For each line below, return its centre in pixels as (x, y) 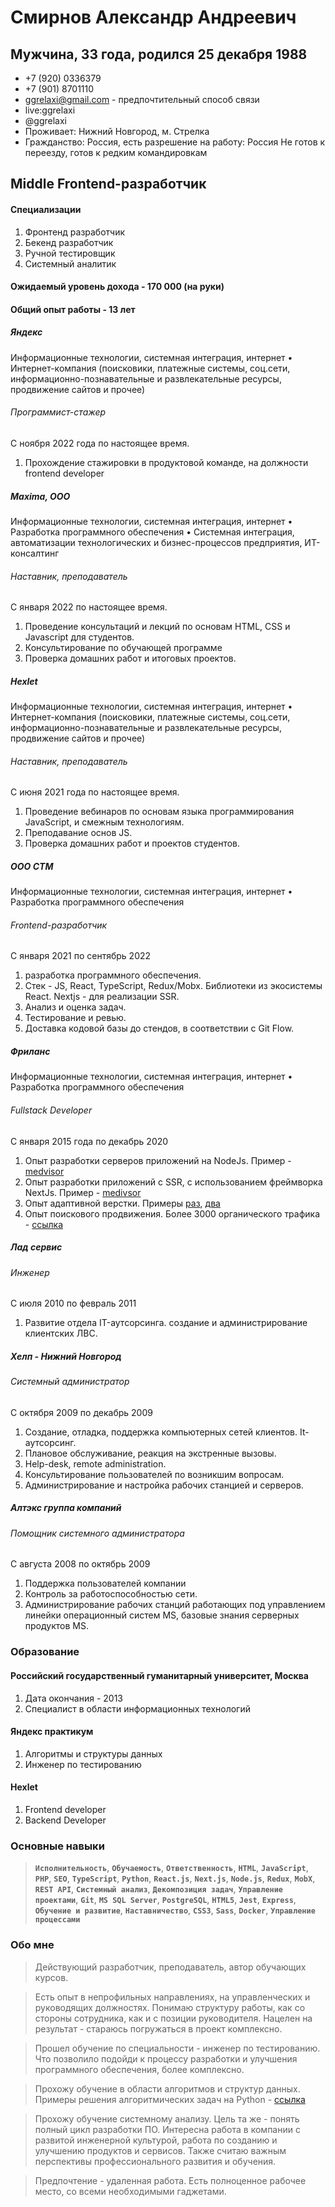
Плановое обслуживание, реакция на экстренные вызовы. (150, 1453)
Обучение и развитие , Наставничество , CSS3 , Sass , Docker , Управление (175, 1910)
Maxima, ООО (40, 496)
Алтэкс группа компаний (66, 1508)
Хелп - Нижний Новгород (66, 1356)
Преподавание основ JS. (78, 833)
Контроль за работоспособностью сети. (111, 1594)
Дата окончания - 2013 (73, 1698)
